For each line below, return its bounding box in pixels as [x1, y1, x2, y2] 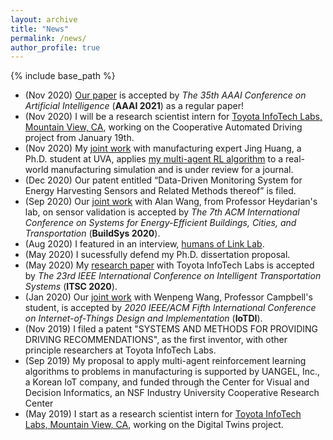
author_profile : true [10, 42, 101, 53]
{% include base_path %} [10, 70, 116, 82]
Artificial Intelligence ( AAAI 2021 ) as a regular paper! [24, 100, 244, 112]
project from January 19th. [24, 132, 135, 144]
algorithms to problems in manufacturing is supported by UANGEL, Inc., [24, 366, 321, 378]
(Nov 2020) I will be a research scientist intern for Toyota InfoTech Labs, [24, 111, 323, 123]
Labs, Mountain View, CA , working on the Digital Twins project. [24, 419, 284, 431]
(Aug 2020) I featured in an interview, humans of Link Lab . [24, 238, 265, 250]
